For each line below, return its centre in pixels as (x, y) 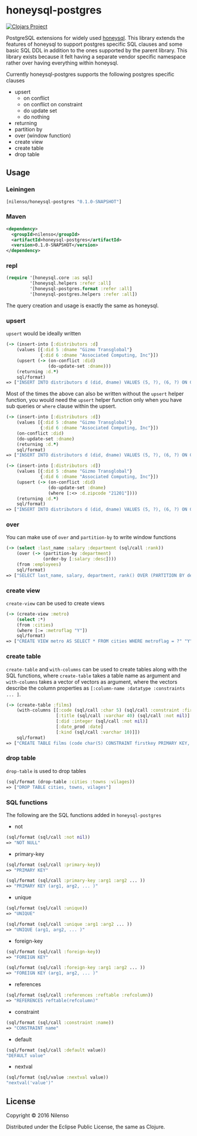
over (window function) (43, 135)
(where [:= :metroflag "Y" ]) (52, 630)
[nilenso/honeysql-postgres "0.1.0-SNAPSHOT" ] (64, 201)
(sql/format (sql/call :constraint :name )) (60, 1023)
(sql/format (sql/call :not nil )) (48, 837)
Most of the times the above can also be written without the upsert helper (95, 394)
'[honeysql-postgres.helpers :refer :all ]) (84, 294)
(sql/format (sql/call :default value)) (56, 1050)
